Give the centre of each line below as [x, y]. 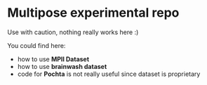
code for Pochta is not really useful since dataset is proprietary [109, 74]
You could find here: [36, 45]
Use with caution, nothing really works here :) [73, 32]
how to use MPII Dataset [53, 59]
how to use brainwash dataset [62, 66]
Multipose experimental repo [93, 13]
